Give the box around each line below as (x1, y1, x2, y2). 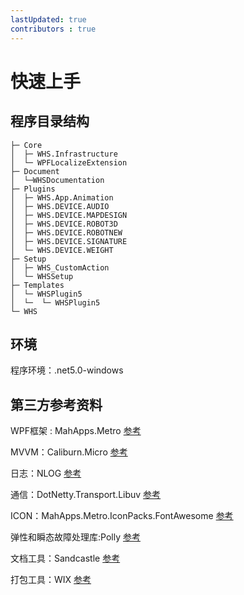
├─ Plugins (10, 184, 56, 194)
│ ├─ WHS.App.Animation (10, 192, 114, 203)
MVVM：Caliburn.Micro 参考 (10, 446, 128, 458)
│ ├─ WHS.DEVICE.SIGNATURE (10, 236, 128, 246)
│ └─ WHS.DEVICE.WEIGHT (10, 245, 114, 255)
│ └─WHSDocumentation (10, 175, 105, 185)
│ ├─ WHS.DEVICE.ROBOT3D (10, 219, 118, 229)
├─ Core (10, 140, 43, 150)
